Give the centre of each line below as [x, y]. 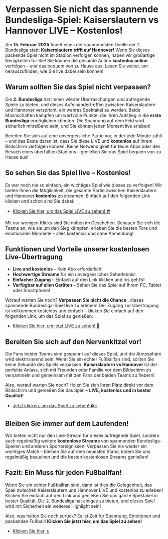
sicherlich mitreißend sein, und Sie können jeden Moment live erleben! [78, 126]
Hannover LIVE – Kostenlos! [64, 31]
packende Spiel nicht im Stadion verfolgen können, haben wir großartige [80, 55]
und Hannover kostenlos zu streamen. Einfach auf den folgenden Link [78, 196]
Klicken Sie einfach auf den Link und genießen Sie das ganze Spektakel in [81, 495]
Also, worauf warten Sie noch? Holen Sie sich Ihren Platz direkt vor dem [79, 385]
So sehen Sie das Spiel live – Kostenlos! [68, 173]
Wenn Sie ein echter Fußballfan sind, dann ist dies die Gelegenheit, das [79, 485]
